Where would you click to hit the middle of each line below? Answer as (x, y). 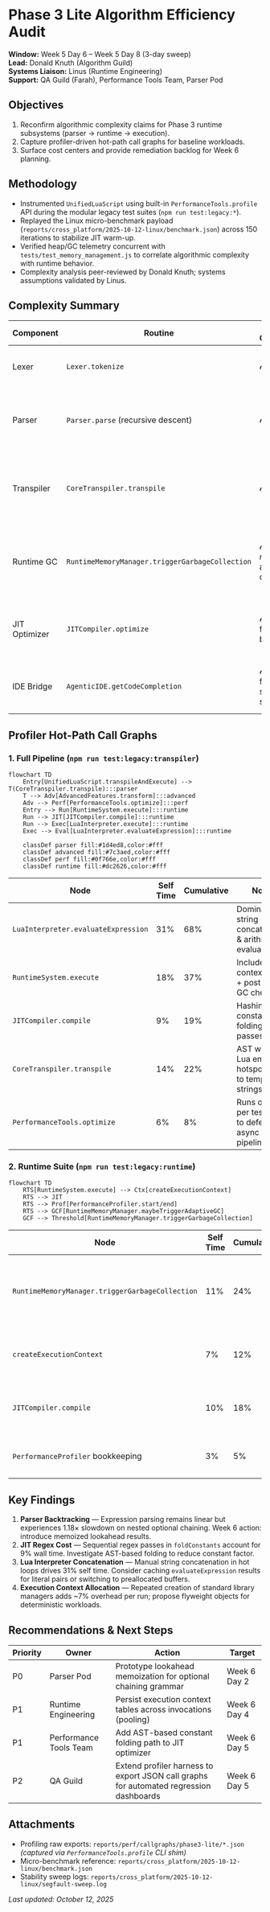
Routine (159, 333)
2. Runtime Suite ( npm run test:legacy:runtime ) (102, 1166)
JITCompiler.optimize (108, 629)
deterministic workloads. (61, 1605)
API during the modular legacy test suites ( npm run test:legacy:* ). (131, 212)
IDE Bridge (33, 687)
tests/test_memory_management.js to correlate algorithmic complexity (135, 254)
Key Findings (42, 1500)
